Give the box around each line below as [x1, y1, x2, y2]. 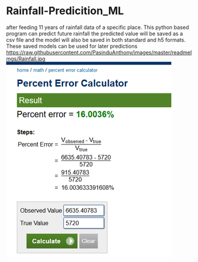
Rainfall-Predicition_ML [6, 4, 124, 18]
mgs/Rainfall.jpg [6, 55, 46, 62]
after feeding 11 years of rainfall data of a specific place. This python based [6, 24, 189, 31]
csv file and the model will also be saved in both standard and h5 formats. [6, 36, 186, 43]
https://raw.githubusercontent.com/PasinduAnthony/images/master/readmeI [6, 48, 192, 56]
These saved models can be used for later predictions [6, 43, 138, 50]
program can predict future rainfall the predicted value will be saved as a [6, 30, 183, 37]
